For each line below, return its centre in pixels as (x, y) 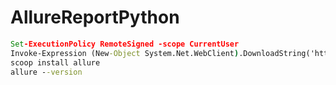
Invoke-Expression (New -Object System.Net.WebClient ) (125, 53)
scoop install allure (55, 62)
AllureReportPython (95, 17)
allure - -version (46, 72)
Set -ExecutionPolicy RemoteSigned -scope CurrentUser (125, 44)
